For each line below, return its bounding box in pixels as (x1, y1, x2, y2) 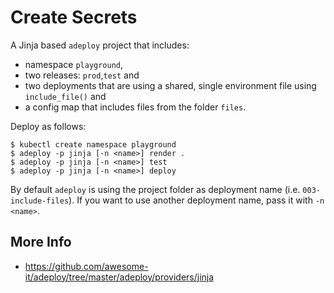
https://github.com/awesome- (24, 260, 149, 272)
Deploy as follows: (10, 120, 87, 132)
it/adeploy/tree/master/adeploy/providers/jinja (24, 271, 215, 283)
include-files (10, 196, 70, 206)
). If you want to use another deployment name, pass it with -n (68, 194, 325, 206)
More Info (10, 234, 72, 251)
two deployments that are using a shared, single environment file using (24, 79, 317, 91)
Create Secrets (10, 6, 138, 29)
